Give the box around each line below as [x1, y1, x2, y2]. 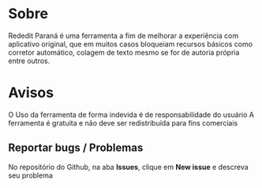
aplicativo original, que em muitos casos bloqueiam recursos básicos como [8, 39, 253, 48]
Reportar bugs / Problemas [8, 141, 144, 155]
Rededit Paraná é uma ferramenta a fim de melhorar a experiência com [8, 31, 239, 40]
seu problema [8, 171, 54, 180]
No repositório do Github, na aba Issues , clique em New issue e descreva [8, 162, 249, 171]
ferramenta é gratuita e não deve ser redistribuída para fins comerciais [8, 118, 238, 127]
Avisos [8, 84, 54, 102]
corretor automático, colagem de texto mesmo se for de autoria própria [8, 47, 240, 57]
